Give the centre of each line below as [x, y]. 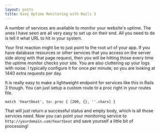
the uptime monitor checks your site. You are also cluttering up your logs [77, 63]
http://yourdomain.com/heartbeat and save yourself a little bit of [69, 121]
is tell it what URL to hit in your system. [44, 38]
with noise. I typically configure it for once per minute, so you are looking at [80, 68]
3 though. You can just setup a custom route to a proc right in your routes [78, 88]
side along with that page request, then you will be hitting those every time [79, 58]
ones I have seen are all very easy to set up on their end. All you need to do [80, 33]
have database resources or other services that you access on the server [78, 52]
